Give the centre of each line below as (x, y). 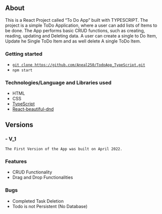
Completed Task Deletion (38, 201)
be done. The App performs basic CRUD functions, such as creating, (75, 30)
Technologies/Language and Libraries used (58, 83)
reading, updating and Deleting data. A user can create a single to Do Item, (81, 36)
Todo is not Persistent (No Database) (50, 206)
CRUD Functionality (32, 172)
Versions (19, 125)
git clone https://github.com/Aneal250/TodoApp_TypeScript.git (79, 65)
